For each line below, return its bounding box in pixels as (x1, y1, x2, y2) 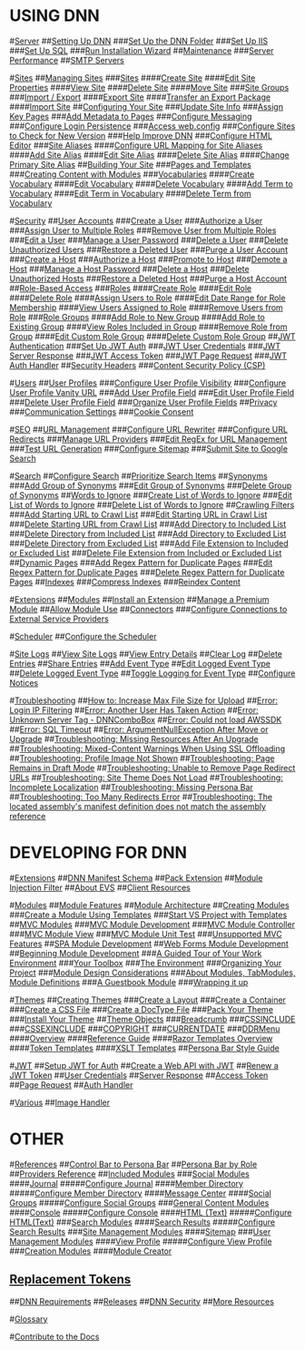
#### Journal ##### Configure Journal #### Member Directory (9, 1178, 243, 1189)
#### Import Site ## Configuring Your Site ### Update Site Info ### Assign (9, 101, 284, 112)
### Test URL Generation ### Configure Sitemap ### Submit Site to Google (9, 443, 289, 454)
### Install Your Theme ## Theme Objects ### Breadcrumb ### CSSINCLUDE (9, 1013, 296, 1024)
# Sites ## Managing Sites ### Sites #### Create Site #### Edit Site (9, 72, 256, 83)
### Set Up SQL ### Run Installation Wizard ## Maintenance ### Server (9, 44, 274, 55)
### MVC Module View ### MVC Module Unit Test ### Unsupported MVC (9, 928, 283, 939)
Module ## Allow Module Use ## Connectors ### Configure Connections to (9, 603, 288, 614)
